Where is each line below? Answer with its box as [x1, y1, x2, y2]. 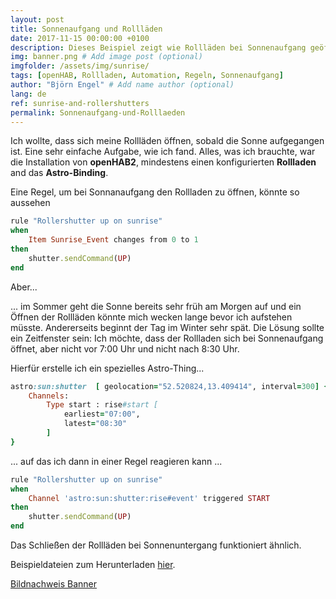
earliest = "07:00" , [63, 409, 141, 420]
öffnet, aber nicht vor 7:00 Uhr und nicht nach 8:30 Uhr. [10, 342, 240, 355]
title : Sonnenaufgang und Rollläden [10, 24, 163, 34]
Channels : [28, 391, 70, 401]
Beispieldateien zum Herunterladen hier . [10, 559, 176, 570]
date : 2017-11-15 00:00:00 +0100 [10, 33, 150, 43]
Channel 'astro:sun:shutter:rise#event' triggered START [28, 493, 271, 503]
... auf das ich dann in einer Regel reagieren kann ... [10, 455, 223, 467]
